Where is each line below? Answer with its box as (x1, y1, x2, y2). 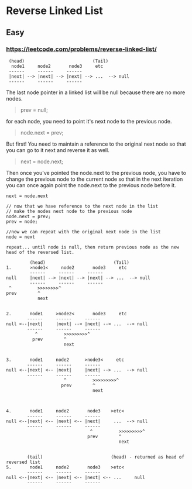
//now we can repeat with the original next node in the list (6, 229, 161, 235)
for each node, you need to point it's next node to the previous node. (6, 118, 172, 125)
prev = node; (6, 218, 38, 225)
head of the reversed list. (6, 249, 75, 255)
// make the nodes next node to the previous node (6, 208, 132, 214)
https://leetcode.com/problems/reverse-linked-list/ (6, 45, 157, 53)
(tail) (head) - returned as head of (27, 454, 184, 460)
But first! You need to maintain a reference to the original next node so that (6, 140, 186, 147)
